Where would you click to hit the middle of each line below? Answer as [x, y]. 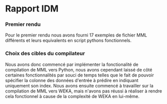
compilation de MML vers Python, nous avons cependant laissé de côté [79, 69]
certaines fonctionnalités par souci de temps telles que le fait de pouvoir [79, 75]
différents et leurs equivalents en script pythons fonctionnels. [68, 40]
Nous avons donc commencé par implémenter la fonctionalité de [72, 64]
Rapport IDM [32, 9]
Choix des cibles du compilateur [45, 53]
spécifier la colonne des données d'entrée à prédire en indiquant [72, 80]
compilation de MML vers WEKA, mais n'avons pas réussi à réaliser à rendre [84, 91]
